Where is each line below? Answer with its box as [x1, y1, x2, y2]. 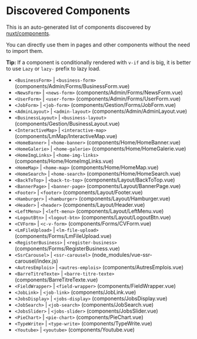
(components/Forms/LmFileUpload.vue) [14, 232, 112, 239]
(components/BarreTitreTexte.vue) [14, 276, 98, 283]
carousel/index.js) [14, 257, 59, 264]
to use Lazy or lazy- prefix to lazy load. [6, 65, 101, 72]
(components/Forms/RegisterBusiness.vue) [14, 245, 121, 252]
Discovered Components [6, 4, 131, 18]
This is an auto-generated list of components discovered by [6, 24, 151, 31]
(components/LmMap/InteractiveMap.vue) [14, 132, 118, 139]
